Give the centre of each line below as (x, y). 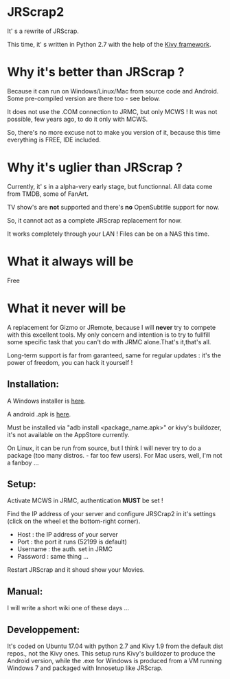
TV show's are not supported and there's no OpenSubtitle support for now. (113, 207)
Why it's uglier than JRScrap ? (95, 167)
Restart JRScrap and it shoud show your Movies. (76, 570)
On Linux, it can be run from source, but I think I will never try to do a (104, 448)
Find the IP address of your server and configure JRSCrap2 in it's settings (112, 514)
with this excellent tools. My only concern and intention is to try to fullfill (109, 335)
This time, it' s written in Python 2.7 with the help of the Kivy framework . (109, 44)
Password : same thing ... (53, 557)
